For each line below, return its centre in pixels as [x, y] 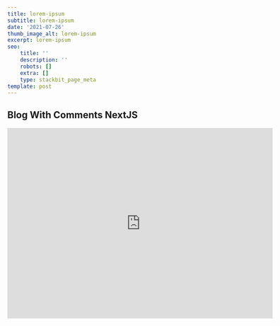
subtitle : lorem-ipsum [41, 21]
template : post [30, 86]
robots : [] [36, 66]
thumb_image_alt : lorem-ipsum [52, 34]
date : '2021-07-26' [36, 27]
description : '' [44, 60]
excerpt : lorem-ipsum [39, 40]
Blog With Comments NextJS [72, 115]
